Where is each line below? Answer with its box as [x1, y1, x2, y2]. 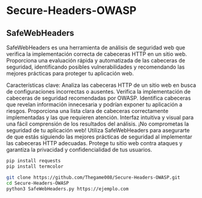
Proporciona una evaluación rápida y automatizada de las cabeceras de [6, 57, 186, 64]
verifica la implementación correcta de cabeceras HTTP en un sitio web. [6, 50, 187, 58]
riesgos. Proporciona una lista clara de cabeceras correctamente [6, 108, 169, 114]
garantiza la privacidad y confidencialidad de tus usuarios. [6, 146, 153, 153]
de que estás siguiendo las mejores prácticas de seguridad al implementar [6, 133, 192, 140]
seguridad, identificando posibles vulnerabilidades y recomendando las [6, 63, 185, 70]
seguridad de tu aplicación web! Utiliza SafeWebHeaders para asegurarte [6, 127, 190, 134]
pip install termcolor [6, 163, 64, 169]
